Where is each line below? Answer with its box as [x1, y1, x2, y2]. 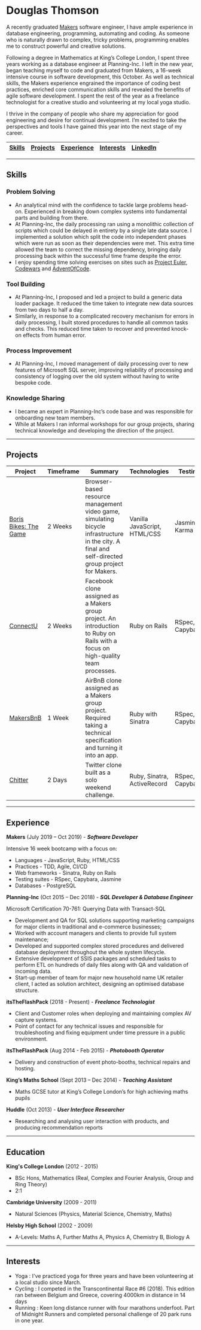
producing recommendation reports [14, 1124, 103, 1131]
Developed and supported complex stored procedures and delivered [14, 942, 184, 949]
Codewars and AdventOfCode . [14, 264, 91, 272]
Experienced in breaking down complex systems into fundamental [24, 208, 187, 215]
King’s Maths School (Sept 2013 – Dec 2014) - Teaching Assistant [6, 1076, 172, 1084]
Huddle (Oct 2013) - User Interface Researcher [6, 1106, 125, 1113]
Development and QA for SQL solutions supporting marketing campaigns [14, 917, 194, 924]
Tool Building [6, 279, 45, 288]
